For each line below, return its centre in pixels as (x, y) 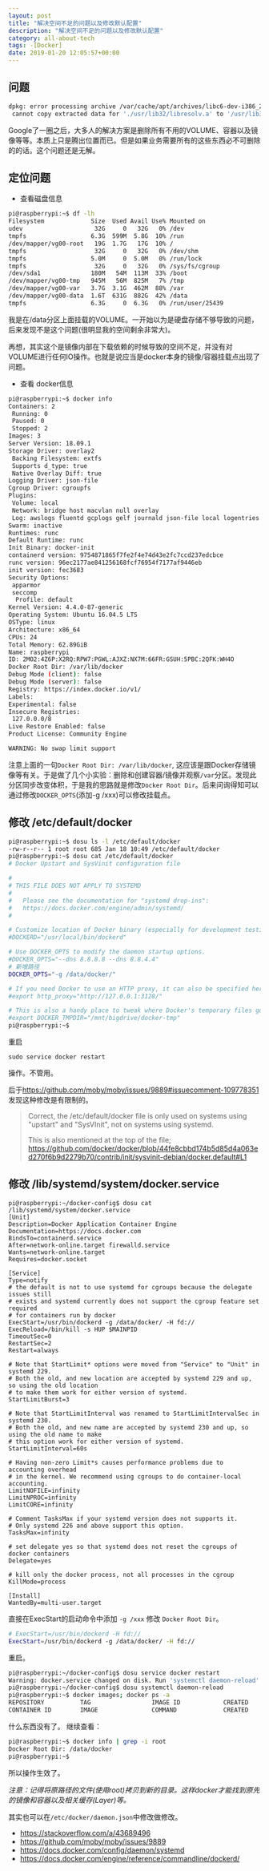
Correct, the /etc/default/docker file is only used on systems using (137, 1116)
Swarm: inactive (35, 526)
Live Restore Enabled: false (57, 727)
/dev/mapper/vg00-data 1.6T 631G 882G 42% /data (98, 296)
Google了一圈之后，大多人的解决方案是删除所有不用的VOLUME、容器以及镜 (133, 130)
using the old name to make (55, 1434)
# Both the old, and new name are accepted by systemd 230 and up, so (128, 1427)
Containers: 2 (32, 406)
